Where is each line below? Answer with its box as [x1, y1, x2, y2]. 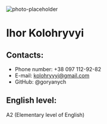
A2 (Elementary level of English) [6, 111, 85, 118]
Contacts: [6, 50, 44, 60]
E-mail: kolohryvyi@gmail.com [14, 72, 90, 79]
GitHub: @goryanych [14, 78, 67, 85]
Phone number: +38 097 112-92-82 [14, 66, 102, 72]
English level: [6, 96, 57, 106]
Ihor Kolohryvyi [6, 27, 84, 40]
